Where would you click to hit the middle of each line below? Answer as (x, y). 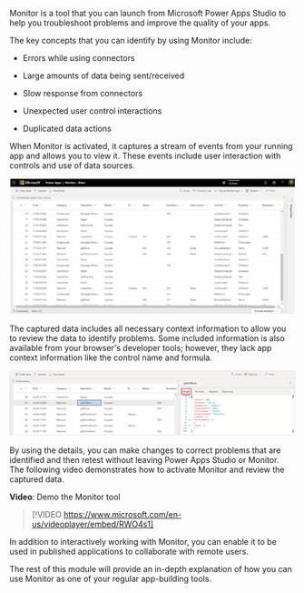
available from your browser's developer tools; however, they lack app (141, 347)
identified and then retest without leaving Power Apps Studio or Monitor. (144, 460)
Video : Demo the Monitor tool (65, 497)
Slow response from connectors (83, 93)
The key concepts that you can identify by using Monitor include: (131, 40)
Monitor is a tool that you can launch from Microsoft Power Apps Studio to (148, 13)
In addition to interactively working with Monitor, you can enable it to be (143, 542)
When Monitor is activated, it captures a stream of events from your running (151, 146)
